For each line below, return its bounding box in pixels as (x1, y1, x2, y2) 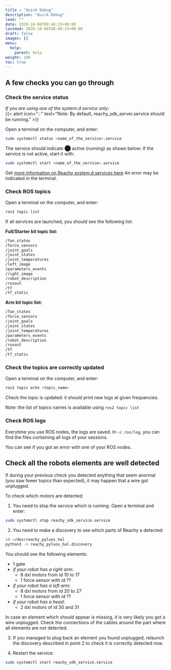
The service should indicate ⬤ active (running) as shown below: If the (5, 145, 154, 151)
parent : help (14, 50, 42, 55)
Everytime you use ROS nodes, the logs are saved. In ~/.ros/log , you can (5, 429, 160, 435)
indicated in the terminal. (5, 175, 58, 181)
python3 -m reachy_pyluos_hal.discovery (5, 542, 93, 547)
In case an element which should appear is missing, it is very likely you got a (5, 614, 165, 620)
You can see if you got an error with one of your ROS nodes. (5, 444, 132, 450)
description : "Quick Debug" (5, 12, 65, 17)
